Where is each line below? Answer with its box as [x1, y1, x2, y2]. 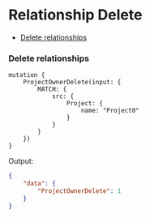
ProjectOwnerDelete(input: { [23, 79, 122, 87]
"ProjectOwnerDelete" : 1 [37, 186, 122, 195]
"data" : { [23, 180, 57, 188]
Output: [8, 156, 34, 166]
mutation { [8, 71, 45, 79]
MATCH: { [37, 85, 67, 94]
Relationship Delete [8, 6, 143, 24]
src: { [51, 92, 75, 100]
